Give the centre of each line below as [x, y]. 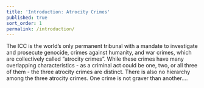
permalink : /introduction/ [40, 29]
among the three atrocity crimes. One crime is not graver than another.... [97, 78]
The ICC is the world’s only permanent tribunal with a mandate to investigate [102, 46]
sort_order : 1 [24, 23]
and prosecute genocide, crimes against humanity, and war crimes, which [99, 53]
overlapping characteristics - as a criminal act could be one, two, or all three [102, 66]
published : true [27, 18]
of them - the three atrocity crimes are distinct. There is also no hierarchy [98, 72]
